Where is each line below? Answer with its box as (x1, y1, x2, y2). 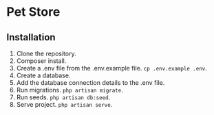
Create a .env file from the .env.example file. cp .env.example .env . (16, 64, 208, 72)
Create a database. (16, 71, 71, 79)
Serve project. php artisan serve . (16, 101, 113, 108)
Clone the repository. (16, 49, 76, 57)
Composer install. (16, 57, 67, 65)
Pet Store (6, 4, 61, 20)
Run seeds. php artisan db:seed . (16, 93, 111, 101)
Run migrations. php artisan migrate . (16, 86, 123, 94)
